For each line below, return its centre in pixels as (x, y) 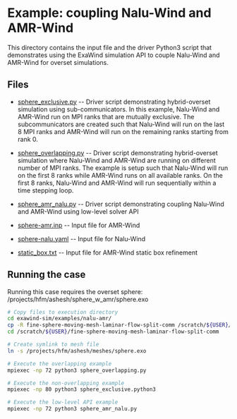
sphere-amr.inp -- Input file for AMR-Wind (79, 225)
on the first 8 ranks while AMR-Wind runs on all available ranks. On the (120, 175)
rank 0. (28, 139)
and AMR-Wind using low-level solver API (78, 211)
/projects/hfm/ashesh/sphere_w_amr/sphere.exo (78, 299)
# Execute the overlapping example (60, 364)
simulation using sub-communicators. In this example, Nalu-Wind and (119, 109)
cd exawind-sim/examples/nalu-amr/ (60, 319)
